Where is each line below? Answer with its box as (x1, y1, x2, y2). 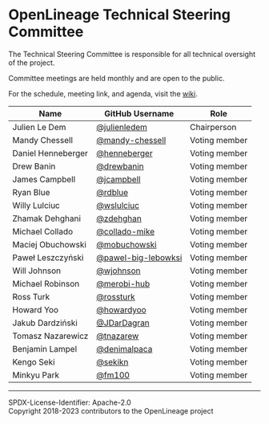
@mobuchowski (95, 238, 158, 250)
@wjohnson (95, 265, 142, 276)
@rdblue (95, 186, 129, 198)
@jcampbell (95, 173, 141, 185)
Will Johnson (12, 265, 62, 276)
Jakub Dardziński (12, 317, 78, 328)
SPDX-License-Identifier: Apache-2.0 (8, 397, 132, 407)
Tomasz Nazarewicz (12, 330, 89, 341)
